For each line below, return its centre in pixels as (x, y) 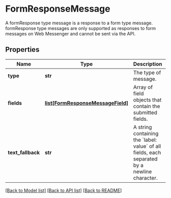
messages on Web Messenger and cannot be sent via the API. (70, 34)
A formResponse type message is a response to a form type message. (79, 23)
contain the (147, 106)
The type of (147, 73)
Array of (143, 87)
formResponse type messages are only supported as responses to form (81, 28)
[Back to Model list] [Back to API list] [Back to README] (64, 190)
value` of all (147, 146)
